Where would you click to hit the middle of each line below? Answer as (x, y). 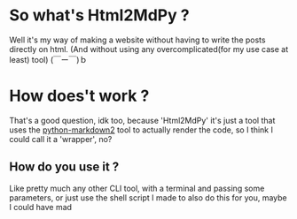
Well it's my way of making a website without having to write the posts (137, 40)
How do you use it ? (64, 167)
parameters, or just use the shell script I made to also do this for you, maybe (148, 197)
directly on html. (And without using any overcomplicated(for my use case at (149, 49)
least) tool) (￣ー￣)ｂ (48, 59)
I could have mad (41, 207)
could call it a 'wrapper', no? (61, 139)
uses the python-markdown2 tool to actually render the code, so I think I (141, 130)
